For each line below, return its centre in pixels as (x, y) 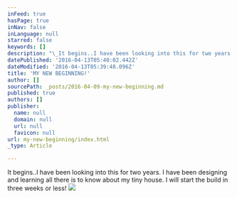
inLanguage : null (33, 34)
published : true (31, 93)
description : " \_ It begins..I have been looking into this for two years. (121, 54)
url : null (28, 126)
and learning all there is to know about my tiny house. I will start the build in (118, 180)
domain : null (33, 119)
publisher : (23, 106)
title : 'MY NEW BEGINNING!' (49, 73)
